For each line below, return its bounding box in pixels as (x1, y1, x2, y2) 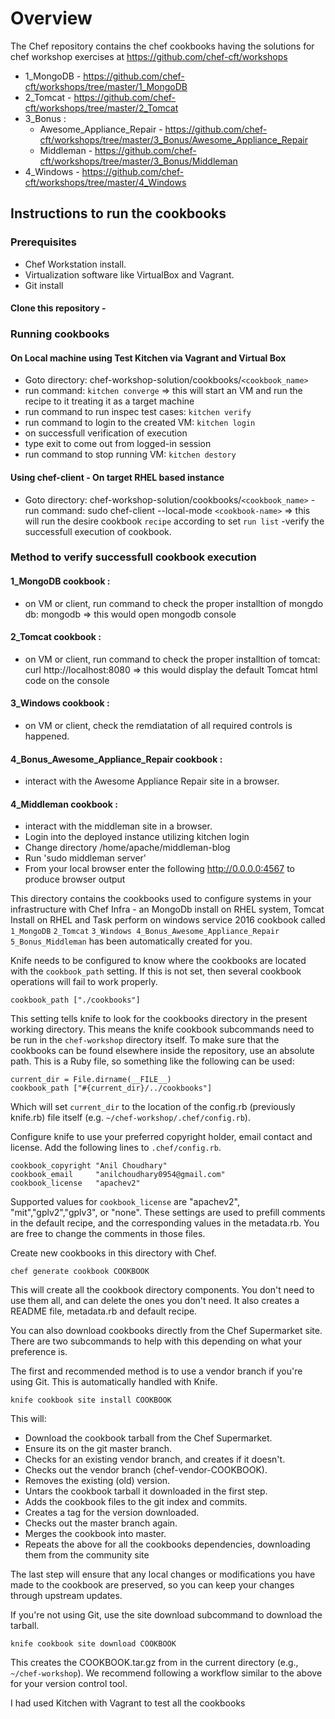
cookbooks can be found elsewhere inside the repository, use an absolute (10, 1045, 315, 1057)
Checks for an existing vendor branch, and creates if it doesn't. (24, 1453, 286, 1466)
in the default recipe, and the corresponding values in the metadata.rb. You (10, 1217, 320, 1229)
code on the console (24, 674, 110, 686)
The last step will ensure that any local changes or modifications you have (10, 1568, 316, 1581)
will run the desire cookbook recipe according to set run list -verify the (24, 515, 325, 527)
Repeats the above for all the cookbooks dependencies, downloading (24, 1538, 311, 1551)
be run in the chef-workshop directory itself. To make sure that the (10, 1034, 280, 1046)
